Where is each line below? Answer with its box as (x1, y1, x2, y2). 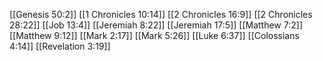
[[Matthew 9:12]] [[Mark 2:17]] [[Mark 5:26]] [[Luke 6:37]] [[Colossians (9, 30, 300, 41)
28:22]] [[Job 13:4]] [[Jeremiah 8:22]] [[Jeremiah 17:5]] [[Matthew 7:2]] (9, 19, 303, 31)
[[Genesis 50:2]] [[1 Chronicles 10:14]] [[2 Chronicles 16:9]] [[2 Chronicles (9, 9, 313, 20)
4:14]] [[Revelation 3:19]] (9, 40, 111, 52)
